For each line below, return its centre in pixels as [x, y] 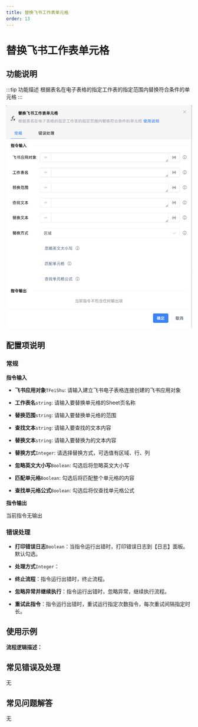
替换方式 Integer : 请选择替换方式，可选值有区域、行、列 [82, 453]
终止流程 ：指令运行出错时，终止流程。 [61, 579]
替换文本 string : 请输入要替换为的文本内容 [65, 440]
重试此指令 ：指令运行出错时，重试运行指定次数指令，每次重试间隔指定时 [102, 604]
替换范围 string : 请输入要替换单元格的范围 [65, 415]
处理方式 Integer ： [37, 566]
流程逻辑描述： [24, 647]
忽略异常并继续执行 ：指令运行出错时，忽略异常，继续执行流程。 [92, 591]
